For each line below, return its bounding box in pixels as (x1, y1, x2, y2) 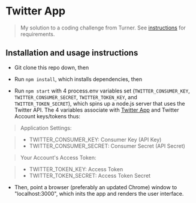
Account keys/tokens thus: (14, 112, 81, 120)
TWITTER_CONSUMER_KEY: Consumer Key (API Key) (29, 136, 162, 143)
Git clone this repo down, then (14, 64, 89, 71)
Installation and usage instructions (5, 48, 138, 58)
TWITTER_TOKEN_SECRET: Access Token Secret (29, 172, 151, 179)
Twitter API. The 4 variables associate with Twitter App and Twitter (14, 106, 179, 114)
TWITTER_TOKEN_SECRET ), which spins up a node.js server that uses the (14, 100, 185, 107)
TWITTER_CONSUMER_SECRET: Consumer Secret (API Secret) (29, 142, 185, 150)
